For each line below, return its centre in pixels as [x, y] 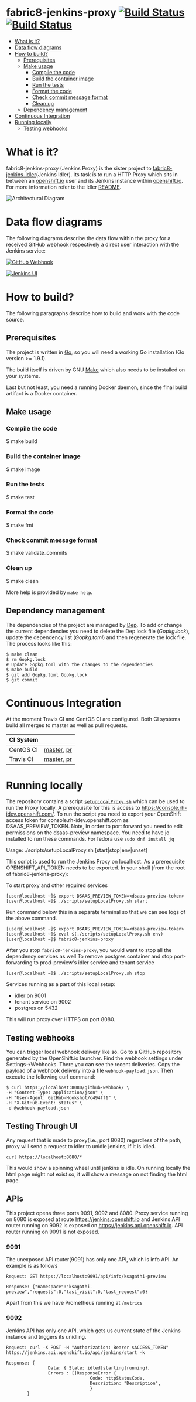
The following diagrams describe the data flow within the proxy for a [88, 238]
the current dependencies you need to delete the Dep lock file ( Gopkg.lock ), [98, 631]
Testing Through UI [42, 1126]
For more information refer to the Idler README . [64, 187]
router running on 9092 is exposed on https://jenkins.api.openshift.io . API [94, 1225]
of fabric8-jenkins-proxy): [37, 874]
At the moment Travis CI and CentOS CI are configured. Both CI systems [93, 719]
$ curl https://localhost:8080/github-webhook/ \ [68, 1088]
